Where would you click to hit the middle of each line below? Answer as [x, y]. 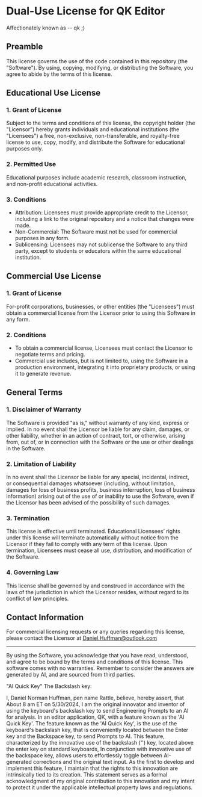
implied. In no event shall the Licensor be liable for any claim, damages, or [98, 429]
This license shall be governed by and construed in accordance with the [96, 586]
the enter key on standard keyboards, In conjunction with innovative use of [99, 749]
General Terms [35, 392]
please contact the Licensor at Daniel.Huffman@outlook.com [82, 638]
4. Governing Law [32, 572]
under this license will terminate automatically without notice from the [92, 538]
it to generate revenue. [43, 374]
